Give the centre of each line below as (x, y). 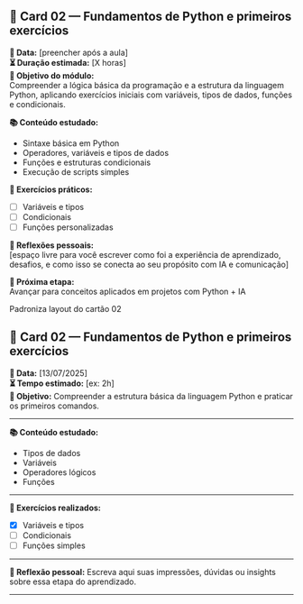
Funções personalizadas (68, 227)
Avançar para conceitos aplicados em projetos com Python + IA (128, 291)
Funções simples (54, 545)
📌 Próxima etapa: (42, 282)
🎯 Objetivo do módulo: (52, 75)
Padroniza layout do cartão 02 (65, 309)
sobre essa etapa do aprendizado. (73, 581)
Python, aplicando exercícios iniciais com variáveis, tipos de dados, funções (151, 95)
